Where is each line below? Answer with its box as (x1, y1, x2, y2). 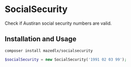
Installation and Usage (5, 35, 77, 43)
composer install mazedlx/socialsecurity (5, 48, 93, 53)
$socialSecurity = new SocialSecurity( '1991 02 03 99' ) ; (5, 57, 127, 62)
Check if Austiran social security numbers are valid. (5, 20, 112, 26)
